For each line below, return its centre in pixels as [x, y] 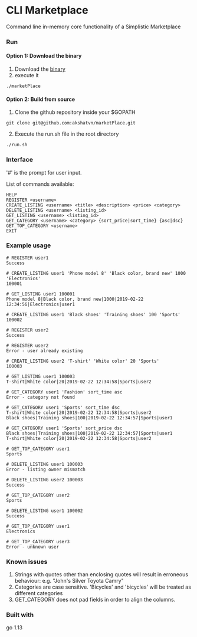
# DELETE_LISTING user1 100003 [45, 464]
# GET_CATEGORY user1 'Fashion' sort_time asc [64, 392]
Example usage [29, 245]
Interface [20, 160]
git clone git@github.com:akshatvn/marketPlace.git [71, 123]
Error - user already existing [45, 351]
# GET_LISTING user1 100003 [41, 376]
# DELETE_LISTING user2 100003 [45, 480]
